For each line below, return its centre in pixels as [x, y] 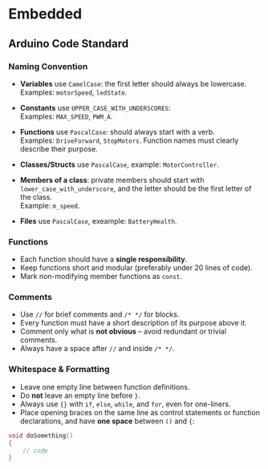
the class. [36, 196]
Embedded [45, 14]
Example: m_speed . [50, 205]
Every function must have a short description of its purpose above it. [133, 323]
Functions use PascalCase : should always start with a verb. [117, 131]
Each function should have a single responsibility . [104, 259]
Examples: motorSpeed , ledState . [73, 92]
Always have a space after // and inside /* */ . [97, 349]
